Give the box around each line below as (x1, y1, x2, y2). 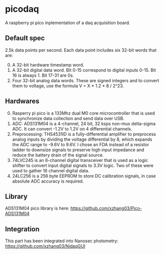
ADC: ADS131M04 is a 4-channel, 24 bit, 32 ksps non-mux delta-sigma (12, 121, 156, 127)
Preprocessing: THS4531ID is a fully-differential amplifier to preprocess (12, 131, 156, 137)
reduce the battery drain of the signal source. (12, 152, 104, 158)
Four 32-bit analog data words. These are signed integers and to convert (12, 77, 159, 83)
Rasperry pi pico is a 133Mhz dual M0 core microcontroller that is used (12, 110, 155, 116)
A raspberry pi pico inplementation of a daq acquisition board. (5, 20, 131, 26)
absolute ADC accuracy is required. (12, 178, 84, 184)
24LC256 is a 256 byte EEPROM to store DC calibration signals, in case (12, 173, 156, 179)
